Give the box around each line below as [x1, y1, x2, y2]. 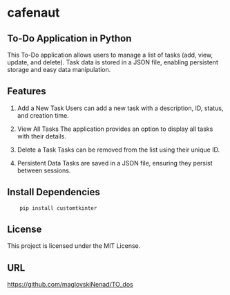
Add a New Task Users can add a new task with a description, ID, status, [17, 104, 224, 112]
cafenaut [7, 5, 60, 21]
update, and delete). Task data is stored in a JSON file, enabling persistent [7, 58, 219, 66]
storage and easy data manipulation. [7, 66, 111, 73]
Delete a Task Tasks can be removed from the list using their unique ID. [17, 145, 220, 154]
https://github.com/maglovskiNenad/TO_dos [7, 280, 133, 289]
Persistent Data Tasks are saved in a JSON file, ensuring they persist [17, 159, 213, 167]
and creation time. [17, 111, 69, 119]
